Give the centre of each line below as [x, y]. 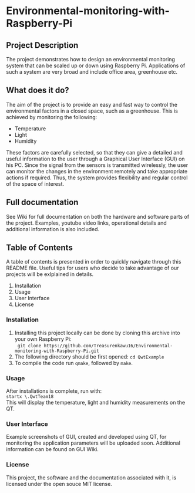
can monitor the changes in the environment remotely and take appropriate [97, 171]
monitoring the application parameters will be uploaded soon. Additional [93, 443]
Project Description [42, 45]
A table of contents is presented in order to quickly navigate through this [94, 262]
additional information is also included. [53, 229]
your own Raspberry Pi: [43, 339]
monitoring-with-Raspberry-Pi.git [57, 351]
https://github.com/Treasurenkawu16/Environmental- [108, 346]
